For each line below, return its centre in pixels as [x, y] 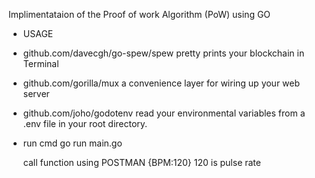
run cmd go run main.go [72, 143]
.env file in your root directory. [85, 123]
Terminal [41, 63]
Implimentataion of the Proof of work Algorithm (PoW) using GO [139, 14]
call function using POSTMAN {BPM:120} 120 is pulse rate [141, 162]
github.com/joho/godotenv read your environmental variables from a [164, 113]
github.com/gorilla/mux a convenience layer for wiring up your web [161, 83]
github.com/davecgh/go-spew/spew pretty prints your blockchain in [163, 53]
